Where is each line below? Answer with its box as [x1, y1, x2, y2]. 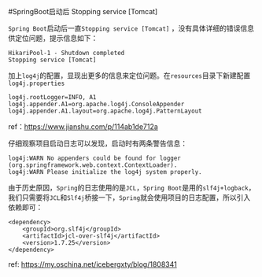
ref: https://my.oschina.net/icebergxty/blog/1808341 [8, 260, 177, 269]
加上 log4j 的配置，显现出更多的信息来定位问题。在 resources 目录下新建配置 [8, 71, 251, 80]
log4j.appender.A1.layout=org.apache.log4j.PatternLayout [8, 107, 202, 115]
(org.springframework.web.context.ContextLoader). [8, 161, 178, 169]
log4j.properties [8, 79, 65, 87]
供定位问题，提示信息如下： [8, 34, 98, 42]
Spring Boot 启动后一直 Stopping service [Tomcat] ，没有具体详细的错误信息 [8, 24, 254, 33]
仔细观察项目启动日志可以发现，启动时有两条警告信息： [8, 138, 187, 148]
